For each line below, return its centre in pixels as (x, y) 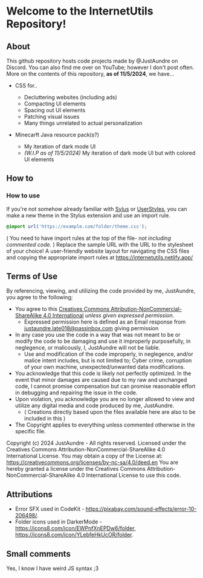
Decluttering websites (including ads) (71, 97)
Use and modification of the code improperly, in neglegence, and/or (108, 354)
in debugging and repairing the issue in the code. (76, 393)
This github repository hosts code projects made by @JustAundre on (92, 61)
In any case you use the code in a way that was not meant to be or (98, 335)
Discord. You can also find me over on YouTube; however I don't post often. (100, 67)
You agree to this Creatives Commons (62, 309)
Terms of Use (32, 276)
